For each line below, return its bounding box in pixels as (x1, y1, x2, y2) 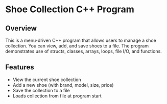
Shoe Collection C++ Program (5, 4, 134, 15)
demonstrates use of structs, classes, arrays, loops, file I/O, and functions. (5, 48, 162, 54)
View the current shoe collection (12, 76, 81, 83)
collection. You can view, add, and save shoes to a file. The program (5, 43, 149, 49)
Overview (5, 24, 37, 33)
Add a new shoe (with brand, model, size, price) (12, 82, 114, 88)
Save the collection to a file (12, 87, 70, 93)
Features (5, 63, 34, 72)
